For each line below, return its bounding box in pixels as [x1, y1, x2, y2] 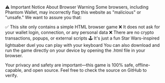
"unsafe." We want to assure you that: [5, 15, 82, 20]
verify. [5, 73, 18, 78]
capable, [5, 67, 23, 73]
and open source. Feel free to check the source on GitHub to [24, 67, 147, 73]
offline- [135, 62, 150, 68]
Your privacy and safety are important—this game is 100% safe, [5, 62, 134, 68]
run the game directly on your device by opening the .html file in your [5, 47, 145, 53]
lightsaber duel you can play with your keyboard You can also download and [5, 42, 160, 48]
